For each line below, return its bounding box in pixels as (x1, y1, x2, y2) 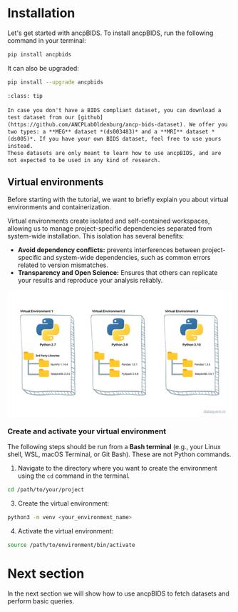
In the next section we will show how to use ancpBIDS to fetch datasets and (7, 589, 230, 598)
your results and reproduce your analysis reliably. (17, 276, 163, 284)
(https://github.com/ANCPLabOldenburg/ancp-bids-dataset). (7, 121, 187, 128)
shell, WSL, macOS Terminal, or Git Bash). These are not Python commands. (7, 450, 232, 458)
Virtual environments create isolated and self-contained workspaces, (7, 216, 210, 225)
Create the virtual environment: (17, 499, 110, 508)
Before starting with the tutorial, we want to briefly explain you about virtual (7, 195, 229, 204)
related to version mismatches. (17, 261, 109, 269)
